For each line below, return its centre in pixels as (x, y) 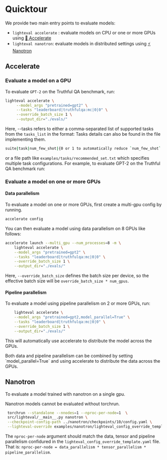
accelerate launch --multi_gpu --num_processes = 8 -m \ (63, 243)
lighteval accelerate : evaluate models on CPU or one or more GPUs (84, 32)
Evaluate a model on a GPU (38, 81)
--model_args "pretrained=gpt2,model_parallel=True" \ (72, 317)
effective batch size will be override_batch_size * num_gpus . (67, 281)
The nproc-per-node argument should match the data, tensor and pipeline (80, 436)
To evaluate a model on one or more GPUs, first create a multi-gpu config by (83, 205)
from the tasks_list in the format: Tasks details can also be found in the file (83, 134)
